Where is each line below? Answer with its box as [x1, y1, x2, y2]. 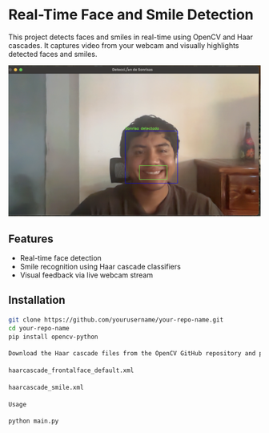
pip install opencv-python [8, 333, 98, 341]
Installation [8, 293, 66, 307]
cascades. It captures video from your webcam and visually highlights [8, 40, 239, 50]
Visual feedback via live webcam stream [19, 270, 154, 280]
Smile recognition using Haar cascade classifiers [19, 261, 182, 271]
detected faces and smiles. [8, 49, 98, 59]
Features [8, 232, 54, 245]
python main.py [8, 417, 59, 426]
